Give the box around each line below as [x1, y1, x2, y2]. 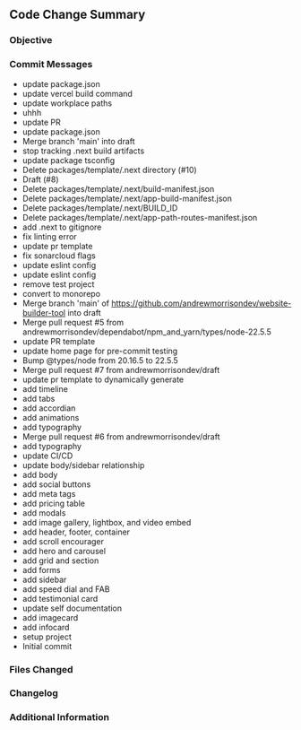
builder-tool [21, 307, 65, 317]
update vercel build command [21, 88, 133, 99]
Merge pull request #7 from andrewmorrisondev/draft [21, 364, 220, 375]
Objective [9, 34, 53, 47]
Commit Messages [9, 58, 93, 71]
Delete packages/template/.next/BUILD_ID [21, 202, 178, 213]
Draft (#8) [21, 174, 59, 185]
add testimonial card [21, 593, 99, 604]
